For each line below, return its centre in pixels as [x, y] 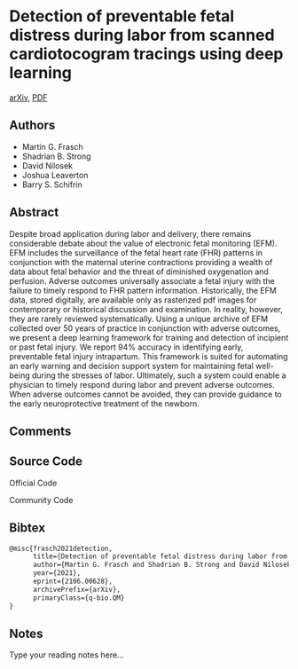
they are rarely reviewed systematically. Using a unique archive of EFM [139, 319]
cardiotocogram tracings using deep [146, 54]
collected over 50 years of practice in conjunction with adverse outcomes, [145, 328]
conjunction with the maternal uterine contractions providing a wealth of [141, 262]
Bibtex [27, 528]
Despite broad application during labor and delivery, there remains [130, 233]
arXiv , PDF [28, 97]
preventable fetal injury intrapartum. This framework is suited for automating [149, 356]
